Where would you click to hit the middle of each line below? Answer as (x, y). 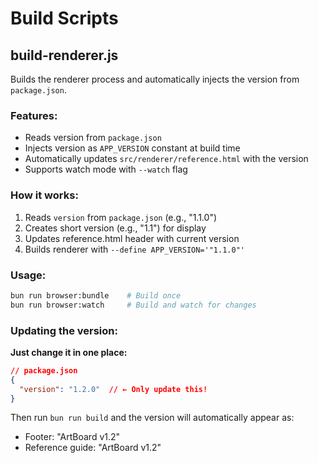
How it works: (44, 195)
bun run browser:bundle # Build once (96, 295)
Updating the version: (64, 330)
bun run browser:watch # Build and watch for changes (133, 305)
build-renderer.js (64, 55)
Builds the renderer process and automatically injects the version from (155, 79)
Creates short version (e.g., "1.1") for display (115, 228)
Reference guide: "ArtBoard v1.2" (93, 448)
